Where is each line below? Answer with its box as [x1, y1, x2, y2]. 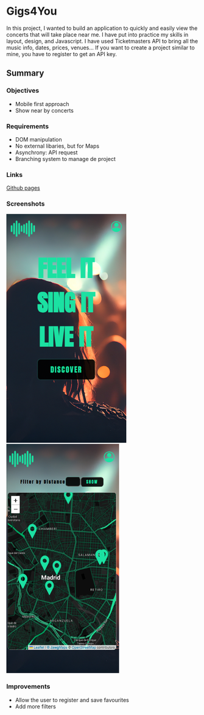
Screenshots [6, 199, 45, 208]
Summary [6, 68, 44, 79]
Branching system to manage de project [15, 155, 116, 162]
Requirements [6, 122, 49, 131]
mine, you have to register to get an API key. [6, 50, 118, 57]
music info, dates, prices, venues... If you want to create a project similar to [6, 44, 195, 51]
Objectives [6, 87, 40, 95]
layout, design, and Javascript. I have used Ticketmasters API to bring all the [6, 37, 199, 45]
